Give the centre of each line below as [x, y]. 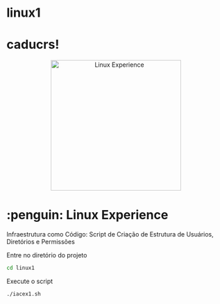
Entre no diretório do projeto [47, 255]
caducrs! [33, 45]
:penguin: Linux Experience [87, 215]
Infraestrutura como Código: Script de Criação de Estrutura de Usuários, [110, 234]
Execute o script [30, 281]
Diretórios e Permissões [41, 242]
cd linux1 [21, 268]
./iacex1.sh [24, 294]
